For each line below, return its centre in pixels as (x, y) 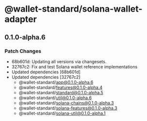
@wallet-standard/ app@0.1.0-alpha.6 (56, 82)
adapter (21, 19)
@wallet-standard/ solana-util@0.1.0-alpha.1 (62, 113)
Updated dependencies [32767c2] (46, 77)
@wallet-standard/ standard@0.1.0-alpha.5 (61, 92)
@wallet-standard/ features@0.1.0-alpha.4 (61, 87)
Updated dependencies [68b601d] (46, 72)
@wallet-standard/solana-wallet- (73, 9)
